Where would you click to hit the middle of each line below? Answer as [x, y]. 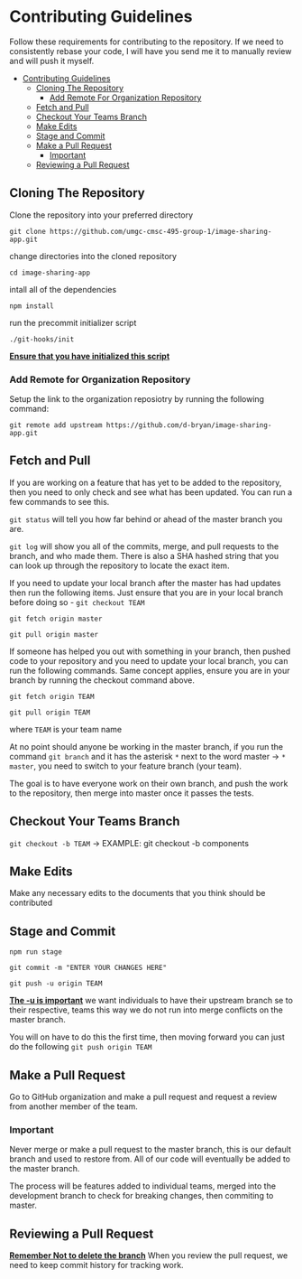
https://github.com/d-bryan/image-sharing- [189, 425]
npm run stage [36, 952]
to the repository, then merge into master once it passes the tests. [132, 793]
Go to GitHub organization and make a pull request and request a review [143, 1097]
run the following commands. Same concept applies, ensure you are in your [150, 670]
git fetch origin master [56, 619]
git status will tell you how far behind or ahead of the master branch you [146, 519]
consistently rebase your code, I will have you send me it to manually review [151, 51]
